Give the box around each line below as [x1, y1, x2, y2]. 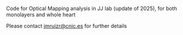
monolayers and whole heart [6, 11, 76, 18]
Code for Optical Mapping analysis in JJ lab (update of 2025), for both [6, 5, 177, 12]
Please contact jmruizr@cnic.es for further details [6, 23, 127, 29]
